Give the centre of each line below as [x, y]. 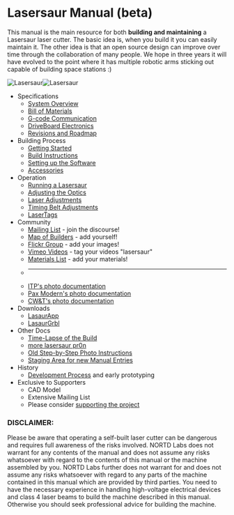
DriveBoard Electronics [61, 125]
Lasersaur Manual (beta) [80, 13]
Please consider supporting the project [84, 404]
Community [34, 222]
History [28, 367]
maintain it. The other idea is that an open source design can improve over [114, 47]
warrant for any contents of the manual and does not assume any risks [109, 453]
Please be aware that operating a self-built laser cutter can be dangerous [112, 438]
